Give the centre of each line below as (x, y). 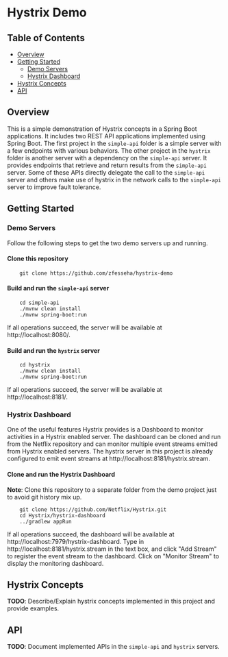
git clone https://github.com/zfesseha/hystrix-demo (96, 273)
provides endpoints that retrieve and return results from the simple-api (107, 165)
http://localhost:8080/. (39, 334)
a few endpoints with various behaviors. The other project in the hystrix (109, 150)
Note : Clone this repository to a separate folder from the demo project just (112, 489)
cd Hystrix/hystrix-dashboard (63, 515)
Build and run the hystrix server (54, 350)
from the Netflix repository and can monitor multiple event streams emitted (112, 444)
